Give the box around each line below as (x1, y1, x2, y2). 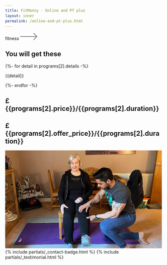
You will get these (5, 50, 61, 58)
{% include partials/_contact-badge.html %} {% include (5, 249, 119, 255)
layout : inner (5, 13, 35, 18)
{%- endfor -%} (5, 82, 38, 88)
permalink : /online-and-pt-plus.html (5, 18, 83, 23)
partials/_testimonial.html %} (5, 254, 64, 261)
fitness (5, 35, 19, 41)
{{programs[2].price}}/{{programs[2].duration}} (5, 104, 160, 113)
